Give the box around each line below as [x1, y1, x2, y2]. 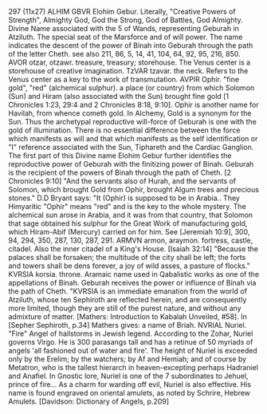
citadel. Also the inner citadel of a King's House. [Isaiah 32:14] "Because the [8, 244, 259, 254]
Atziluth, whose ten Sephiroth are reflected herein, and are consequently [8, 295, 247, 304]
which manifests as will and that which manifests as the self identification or [8, 134, 258, 143]
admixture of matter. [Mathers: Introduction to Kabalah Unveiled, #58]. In [8, 312, 247, 321]
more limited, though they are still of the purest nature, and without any [8, 303, 241, 313]
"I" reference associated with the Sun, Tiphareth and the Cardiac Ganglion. [8, 143, 254, 152]
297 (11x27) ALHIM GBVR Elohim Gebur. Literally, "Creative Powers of [8, 7, 237, 16]
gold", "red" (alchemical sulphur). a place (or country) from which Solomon [8, 83, 255, 93]
